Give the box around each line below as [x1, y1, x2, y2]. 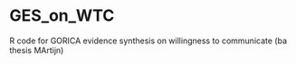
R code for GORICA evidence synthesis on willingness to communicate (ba [9, 35, 288, 46]
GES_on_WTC [9, 5, 115, 26]
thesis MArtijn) [9, 44, 64, 55]
